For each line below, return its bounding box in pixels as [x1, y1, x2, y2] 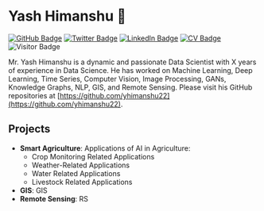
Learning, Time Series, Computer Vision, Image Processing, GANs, [8, 74, 227, 83]
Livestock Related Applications [31, 177, 133, 186]
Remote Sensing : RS [19, 194, 89, 203]
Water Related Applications [31, 168, 121, 178]
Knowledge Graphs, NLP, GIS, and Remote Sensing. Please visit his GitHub [8, 82, 253, 92]
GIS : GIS [19, 186, 48, 195]
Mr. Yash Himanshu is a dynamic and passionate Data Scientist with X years [8, 57, 257, 67]
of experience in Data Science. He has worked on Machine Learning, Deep [8, 65, 253, 75]
